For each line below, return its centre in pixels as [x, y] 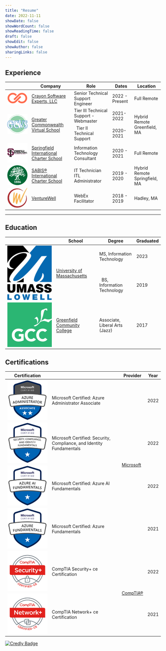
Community [68, 325]
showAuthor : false [24, 47]
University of [69, 271]
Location [146, 86]
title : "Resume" [22, 10]
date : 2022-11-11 [23, 16]
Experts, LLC [44, 101]
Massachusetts [72, 276]
